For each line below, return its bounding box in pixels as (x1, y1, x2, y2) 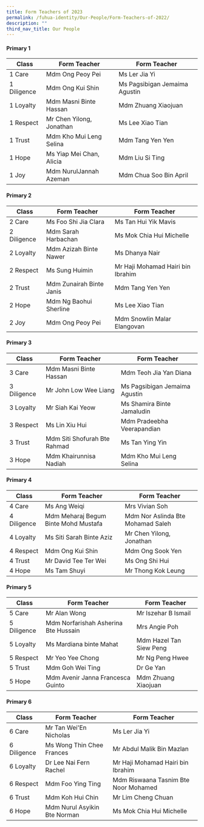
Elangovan (114, 322, 144, 331)
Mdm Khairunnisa (45, 451, 96, 460)
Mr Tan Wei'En (45, 723, 87, 732)
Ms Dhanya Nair (114, 248, 161, 257)
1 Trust (9, 136, 30, 144)
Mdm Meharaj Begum (44, 512, 106, 521)
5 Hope (9, 677, 31, 686)
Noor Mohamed (112, 783, 158, 792)
